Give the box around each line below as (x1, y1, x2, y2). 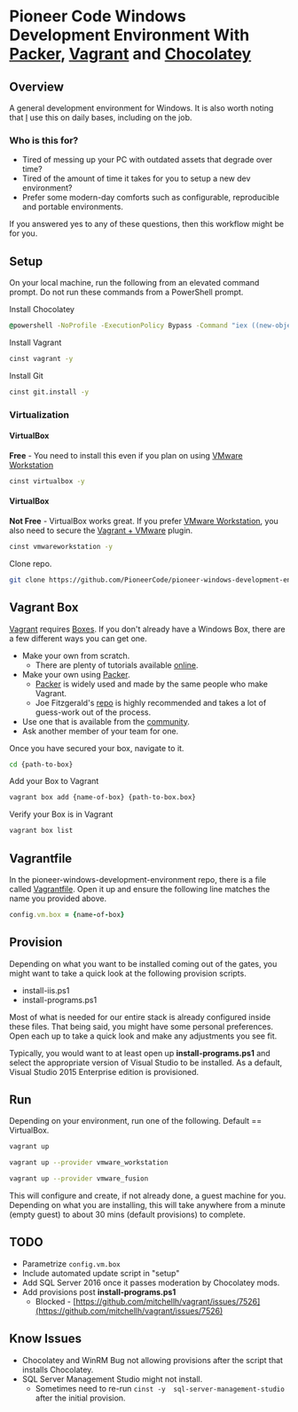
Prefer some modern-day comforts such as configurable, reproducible (21, 192, 279, 203)
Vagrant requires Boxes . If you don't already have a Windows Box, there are (9, 624, 286, 634)
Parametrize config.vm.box (21, 1258, 122, 1269)
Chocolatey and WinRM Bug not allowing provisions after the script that (21, 1354, 284, 1365)
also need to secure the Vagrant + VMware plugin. (9, 525, 193, 536)
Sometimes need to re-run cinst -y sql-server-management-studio (35, 1383, 286, 1393)
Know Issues (9, 1331, 82, 1346)
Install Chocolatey (9, 304, 75, 315)
